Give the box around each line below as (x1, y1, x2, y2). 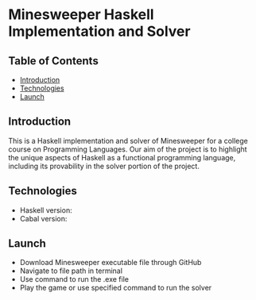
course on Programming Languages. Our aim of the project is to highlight (8, 144, 248, 154)
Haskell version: (19, 205, 73, 215)
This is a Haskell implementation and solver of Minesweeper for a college (8, 136, 248, 145)
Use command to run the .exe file (19, 275, 130, 284)
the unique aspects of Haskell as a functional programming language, (8, 152, 236, 162)
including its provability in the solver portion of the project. (8, 161, 200, 171)
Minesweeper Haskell (8, 6, 154, 24)
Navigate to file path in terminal (19, 266, 123, 275)
